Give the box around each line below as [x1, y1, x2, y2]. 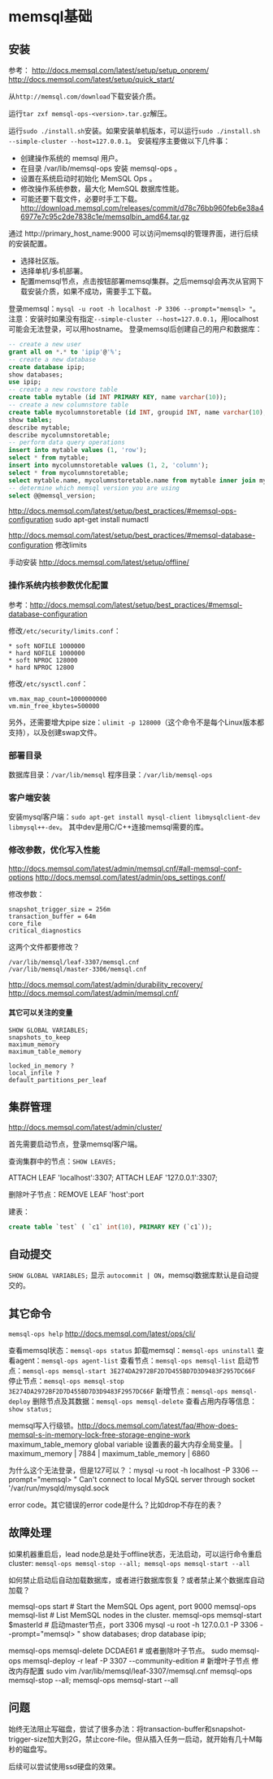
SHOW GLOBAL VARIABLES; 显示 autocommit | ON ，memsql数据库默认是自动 [8, 1270, 252, 1281]
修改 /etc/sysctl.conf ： [8, 678, 89, 688]
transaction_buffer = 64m [8, 912, 96, 920]
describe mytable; [8, 424, 71, 432]
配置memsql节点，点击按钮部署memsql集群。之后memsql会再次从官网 [19, 276, 257, 285]
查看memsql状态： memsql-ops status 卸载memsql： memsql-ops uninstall [8, 1346, 255, 1355]
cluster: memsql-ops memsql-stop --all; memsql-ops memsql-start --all [8, 1558, 250, 1568]
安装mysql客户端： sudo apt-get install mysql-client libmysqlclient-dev [8, 812, 261, 822]
